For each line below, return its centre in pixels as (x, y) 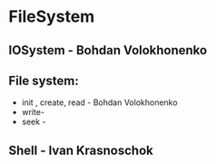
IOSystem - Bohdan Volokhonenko (108, 50)
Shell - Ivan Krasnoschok (81, 150)
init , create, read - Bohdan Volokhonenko (99, 102)
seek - (34, 122)
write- (33, 112)
